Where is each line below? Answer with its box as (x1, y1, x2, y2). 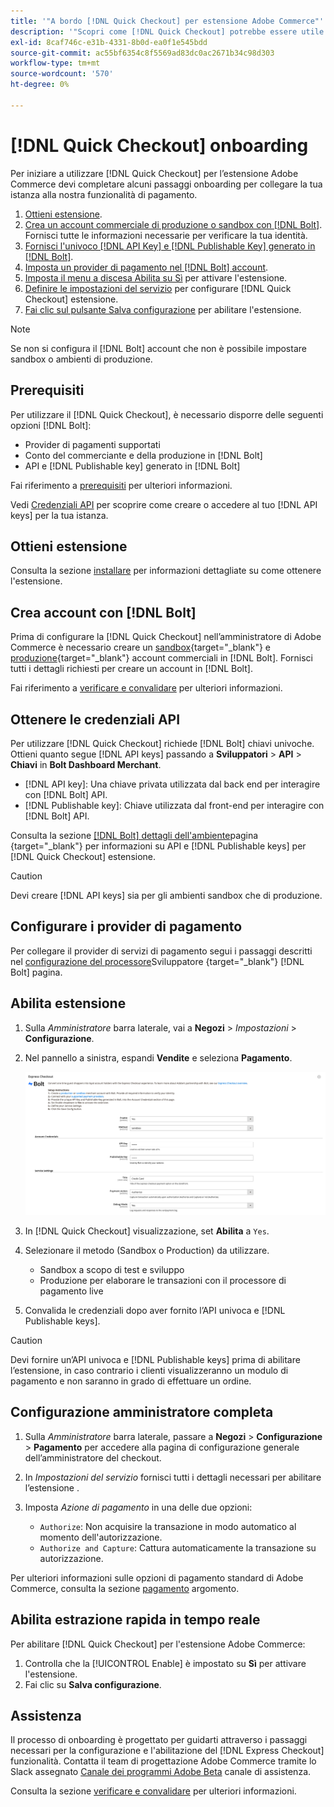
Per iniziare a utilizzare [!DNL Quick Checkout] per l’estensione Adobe (10, 167, 299, 179)
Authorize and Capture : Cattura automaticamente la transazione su (39, 1541, 317, 1554)
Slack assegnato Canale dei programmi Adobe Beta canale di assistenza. (10, 1766, 312, 1778)
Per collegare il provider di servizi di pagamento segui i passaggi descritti (10, 945, 313, 957)
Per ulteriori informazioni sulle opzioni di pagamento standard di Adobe (10, 1571, 304, 1584)
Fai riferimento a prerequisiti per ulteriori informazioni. (10, 479, 233, 491)
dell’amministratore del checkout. (24, 1451, 162, 1464)
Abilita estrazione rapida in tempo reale (10, 1611, 261, 1629)
